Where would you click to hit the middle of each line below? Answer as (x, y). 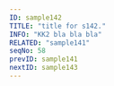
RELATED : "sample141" (50, 43)
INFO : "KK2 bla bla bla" (56, 34)
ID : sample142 (36, 17)
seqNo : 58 (28, 51)
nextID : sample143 (44, 68)
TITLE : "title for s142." (57, 26)
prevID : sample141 (44, 59)
